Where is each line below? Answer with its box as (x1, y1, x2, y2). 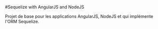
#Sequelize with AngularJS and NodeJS (5, 4, 85, 10)
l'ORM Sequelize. (5, 19, 40, 24)
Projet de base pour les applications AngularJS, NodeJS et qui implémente (5, 14, 154, 19)
